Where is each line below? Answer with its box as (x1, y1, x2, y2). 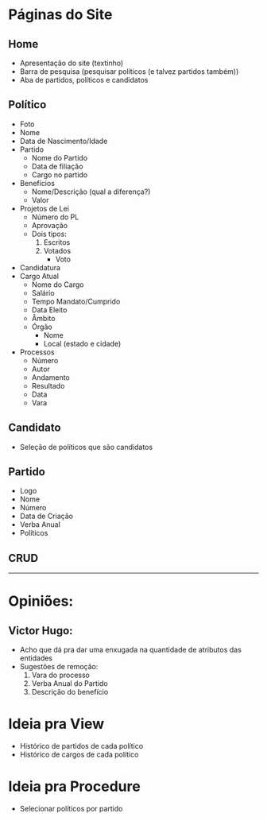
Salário (31, 288, 55, 297)
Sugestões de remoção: (19, 662, 99, 672)
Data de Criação (19, 511, 74, 521)
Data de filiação (31, 161, 83, 171)
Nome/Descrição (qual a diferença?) (31, 187, 151, 196)
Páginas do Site (8, 6, 113, 24)
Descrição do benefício (31, 687, 109, 697)
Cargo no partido (31, 169, 88, 180)
